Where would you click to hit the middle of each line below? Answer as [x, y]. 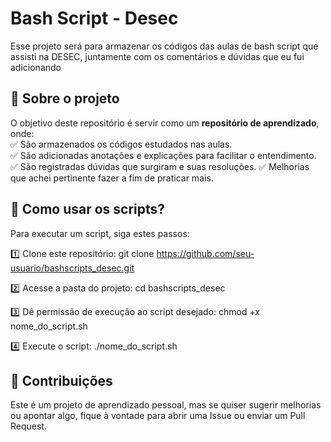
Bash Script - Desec [94, 18]
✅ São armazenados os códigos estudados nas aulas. [121, 144]
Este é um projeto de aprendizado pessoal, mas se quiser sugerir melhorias [166, 405]
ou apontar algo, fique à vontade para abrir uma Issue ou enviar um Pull [158, 416]
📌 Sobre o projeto [65, 98]
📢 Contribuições [61, 380]
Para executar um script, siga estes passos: [100, 233]
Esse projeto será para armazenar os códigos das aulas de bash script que [164, 46]
